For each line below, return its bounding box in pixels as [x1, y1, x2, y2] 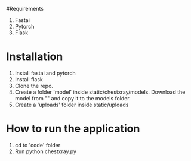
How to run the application [6, 122, 140, 135]
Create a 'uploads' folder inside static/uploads [14, 101, 129, 108]
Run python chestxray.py [14, 148, 76, 155]
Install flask [14, 75, 43, 83]
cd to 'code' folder [14, 141, 61, 149]
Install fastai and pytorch [14, 70, 76, 77]
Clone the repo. [14, 82, 54, 89]
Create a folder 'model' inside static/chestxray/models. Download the [14, 89, 186, 96]
